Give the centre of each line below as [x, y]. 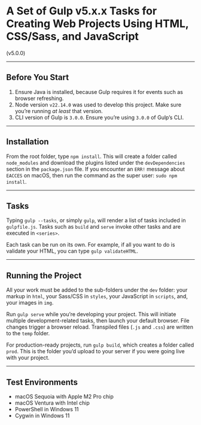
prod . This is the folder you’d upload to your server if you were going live [95, 351]
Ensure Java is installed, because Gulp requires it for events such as [99, 92]
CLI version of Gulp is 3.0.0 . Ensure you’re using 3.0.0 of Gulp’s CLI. [99, 117]
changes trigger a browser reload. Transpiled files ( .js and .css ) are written [100, 327]
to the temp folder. [28, 333]
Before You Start [38, 78]
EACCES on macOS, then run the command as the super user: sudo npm [92, 175]
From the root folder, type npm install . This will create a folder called [92, 156]
